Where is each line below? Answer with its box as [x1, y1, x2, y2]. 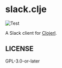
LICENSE [5, 44, 34, 53]
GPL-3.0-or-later [5, 58, 40, 64]
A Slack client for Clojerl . [5, 30, 57, 36]
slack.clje [5, 4, 47, 15]
